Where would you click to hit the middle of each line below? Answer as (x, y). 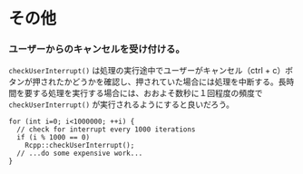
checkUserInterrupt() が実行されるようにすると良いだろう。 (122, 104)
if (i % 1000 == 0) (54, 138)
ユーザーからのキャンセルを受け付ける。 (97, 49)
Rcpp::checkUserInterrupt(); (80, 146)
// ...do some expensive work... (80, 154)
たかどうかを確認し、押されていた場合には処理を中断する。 (167, 82)
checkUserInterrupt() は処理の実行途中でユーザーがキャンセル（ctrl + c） (147, 71)
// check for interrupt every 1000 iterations (106, 130)
